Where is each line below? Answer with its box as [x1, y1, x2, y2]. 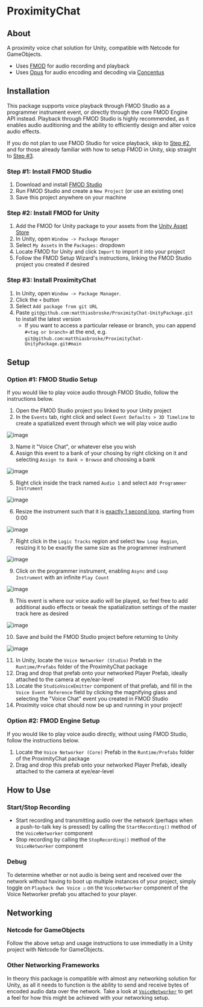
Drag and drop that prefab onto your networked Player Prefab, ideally [15, 670, 188, 677]
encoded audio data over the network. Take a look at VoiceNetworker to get [7, 987, 193, 995]
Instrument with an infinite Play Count [15, 574, 110, 581]
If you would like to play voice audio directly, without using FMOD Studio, [7, 730, 189, 738]
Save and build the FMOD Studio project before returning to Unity [15, 633, 178, 641]
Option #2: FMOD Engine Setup [7, 717, 100, 725]
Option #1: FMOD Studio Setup [7, 375, 98, 384]
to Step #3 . [7, 152, 35, 159]
